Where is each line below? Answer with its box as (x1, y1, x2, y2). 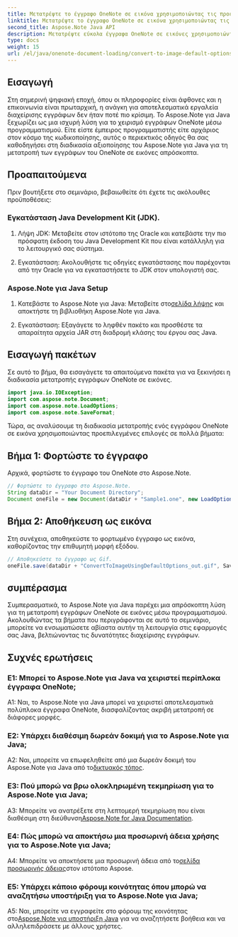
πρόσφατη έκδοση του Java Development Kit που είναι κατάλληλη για (17, 236, 225, 245)
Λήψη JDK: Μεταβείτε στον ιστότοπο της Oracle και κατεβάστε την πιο (17, 229, 227, 237)
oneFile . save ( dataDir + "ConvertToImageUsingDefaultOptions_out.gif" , (7, 562, 220, 569)
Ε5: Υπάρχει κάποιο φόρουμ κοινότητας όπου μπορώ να (7, 882, 207, 892)
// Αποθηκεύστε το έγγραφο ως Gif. (7, 555, 113, 562)
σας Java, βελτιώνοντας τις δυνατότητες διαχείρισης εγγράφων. (7, 631, 200, 640)
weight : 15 (7, 43, 40, 50)
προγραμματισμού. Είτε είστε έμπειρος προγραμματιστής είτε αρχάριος (7, 125, 220, 134)
